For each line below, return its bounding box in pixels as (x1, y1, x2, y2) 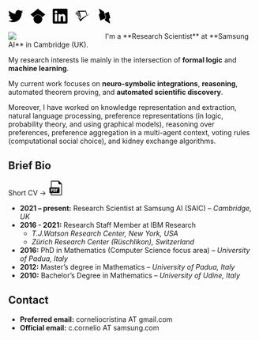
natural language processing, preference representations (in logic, (8, 111, 223, 120)
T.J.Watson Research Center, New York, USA (31, 229, 179, 238)
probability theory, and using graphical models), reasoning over (8, 119, 215, 129)
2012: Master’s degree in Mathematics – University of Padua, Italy (19, 262, 235, 271)
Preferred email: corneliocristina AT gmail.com (19, 314, 173, 324)
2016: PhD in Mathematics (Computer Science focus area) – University (19, 245, 250, 255)
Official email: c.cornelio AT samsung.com (19, 323, 160, 332)
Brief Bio (8, 159, 51, 172)
